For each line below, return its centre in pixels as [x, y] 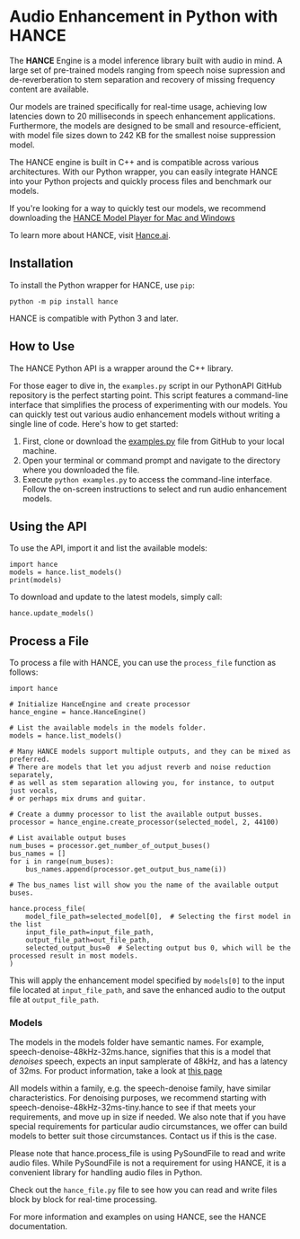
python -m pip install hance [64, 301]
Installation [41, 264]
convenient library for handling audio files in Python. [106, 1173]
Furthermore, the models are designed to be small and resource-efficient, [146, 125]
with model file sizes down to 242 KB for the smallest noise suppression [142, 135]
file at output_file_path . [54, 1000]
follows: [24, 672]
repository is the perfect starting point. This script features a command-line [149, 395]
